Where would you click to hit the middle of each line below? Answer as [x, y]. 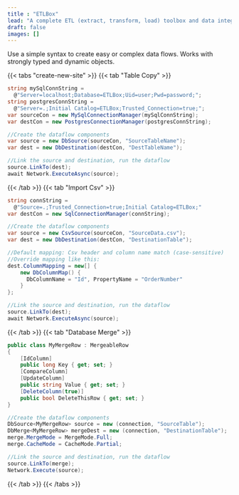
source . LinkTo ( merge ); [41, 464]
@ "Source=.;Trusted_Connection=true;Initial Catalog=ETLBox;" [108, 207]
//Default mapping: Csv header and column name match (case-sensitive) [116, 253]
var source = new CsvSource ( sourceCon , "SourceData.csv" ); [97, 233]
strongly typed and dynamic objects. [61, 62]
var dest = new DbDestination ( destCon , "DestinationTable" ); [100, 240]
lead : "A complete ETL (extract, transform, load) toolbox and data [111, 21]
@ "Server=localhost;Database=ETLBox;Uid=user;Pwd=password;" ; [108, 95]
